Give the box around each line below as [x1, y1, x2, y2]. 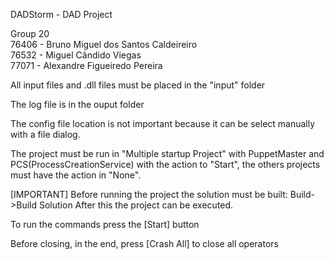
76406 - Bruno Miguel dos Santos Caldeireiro [10, 39, 198, 50]
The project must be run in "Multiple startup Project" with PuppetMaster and [10, 148, 325, 159]
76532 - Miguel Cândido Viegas [10, 49, 142, 61]
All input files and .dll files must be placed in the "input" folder [10, 79, 266, 91]
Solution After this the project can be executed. [38, 199, 234, 211]
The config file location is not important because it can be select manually [10, 118, 316, 129]
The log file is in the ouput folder [10, 99, 145, 110]
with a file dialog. [10, 129, 81, 140]
